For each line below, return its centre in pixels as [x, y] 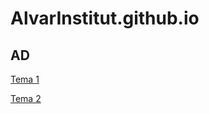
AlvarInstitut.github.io [105, 18]
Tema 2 [26, 98]
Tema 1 [25, 79]
